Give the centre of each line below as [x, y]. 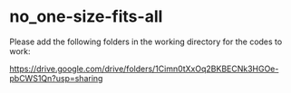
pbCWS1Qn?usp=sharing [56, 78]
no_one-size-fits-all [86, 17]
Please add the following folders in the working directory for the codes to [146, 42]
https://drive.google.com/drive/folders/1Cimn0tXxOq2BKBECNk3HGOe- [144, 69]
